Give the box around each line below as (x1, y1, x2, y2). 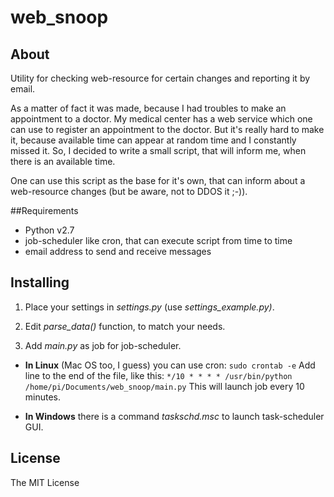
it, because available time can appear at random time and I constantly (10, 134, 297, 146)
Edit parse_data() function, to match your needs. (24, 320, 226, 332)
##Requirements (10, 205, 79, 216)
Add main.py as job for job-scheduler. (24, 339, 182, 351)
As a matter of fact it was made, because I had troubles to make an (10, 102, 287, 114)
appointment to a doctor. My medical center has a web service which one (10, 113, 313, 125)
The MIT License (10, 476, 80, 488)
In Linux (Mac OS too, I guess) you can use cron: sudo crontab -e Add (24, 359, 316, 371)
